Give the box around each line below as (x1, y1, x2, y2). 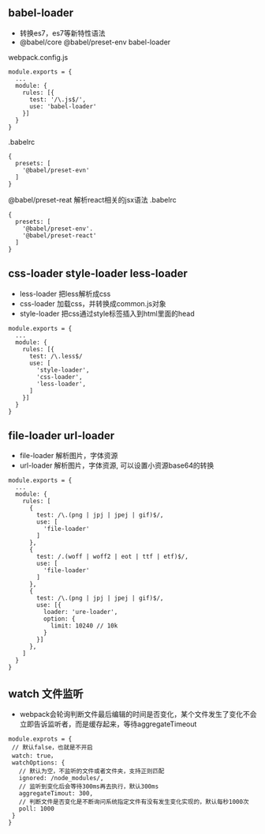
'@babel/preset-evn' (22, 166, 90, 174)
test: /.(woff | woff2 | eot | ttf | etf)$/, (36, 553, 189, 561)
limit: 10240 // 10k (50, 622, 118, 630)
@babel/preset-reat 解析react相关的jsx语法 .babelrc (8, 195, 177, 204)
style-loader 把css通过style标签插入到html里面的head (19, 309, 195, 318)
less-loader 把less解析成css (19, 289, 111, 298)
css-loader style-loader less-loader (8, 267, 188, 280)
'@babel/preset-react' (22, 231, 97, 240)
